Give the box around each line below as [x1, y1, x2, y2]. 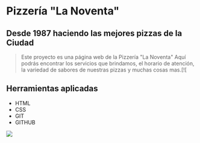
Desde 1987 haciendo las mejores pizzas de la [6, 28, 183, 38]
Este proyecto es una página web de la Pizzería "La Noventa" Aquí [20, 53, 186, 61]
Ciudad [6, 37, 34, 47]
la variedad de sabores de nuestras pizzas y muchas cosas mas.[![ [20, 66, 187, 73]
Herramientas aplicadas [6, 84, 98, 94]
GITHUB [14, 118, 36, 126]
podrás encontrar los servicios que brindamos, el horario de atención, [20, 60, 195, 67]
